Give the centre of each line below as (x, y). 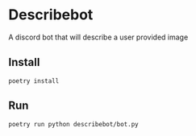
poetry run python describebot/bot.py (73, 124)
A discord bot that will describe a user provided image (98, 37)
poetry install (34, 81)
